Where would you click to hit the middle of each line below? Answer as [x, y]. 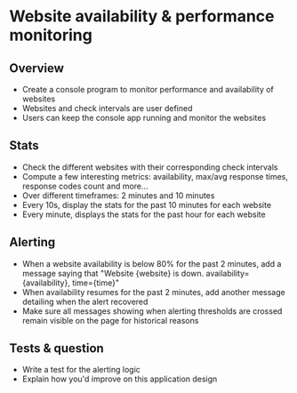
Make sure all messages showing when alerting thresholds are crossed [152, 311]
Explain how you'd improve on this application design [120, 379]
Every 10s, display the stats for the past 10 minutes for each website [147, 205]
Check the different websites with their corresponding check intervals [150, 167]
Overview [37, 68]
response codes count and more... [85, 186]
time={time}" [96, 283]
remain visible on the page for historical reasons [110, 320]
